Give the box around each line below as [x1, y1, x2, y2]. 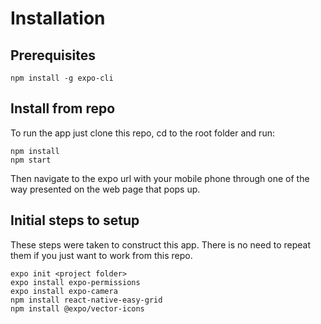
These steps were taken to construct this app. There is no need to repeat [10, 238, 311, 251]
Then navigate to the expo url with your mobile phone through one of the [10, 172, 310, 184]
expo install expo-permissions [10, 277, 141, 287]
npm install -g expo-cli [10, 73, 114, 83]
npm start [10, 155, 52, 165]
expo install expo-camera [10, 286, 118, 296]
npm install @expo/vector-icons [10, 303, 145, 314]
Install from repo [10, 100, 116, 117]
